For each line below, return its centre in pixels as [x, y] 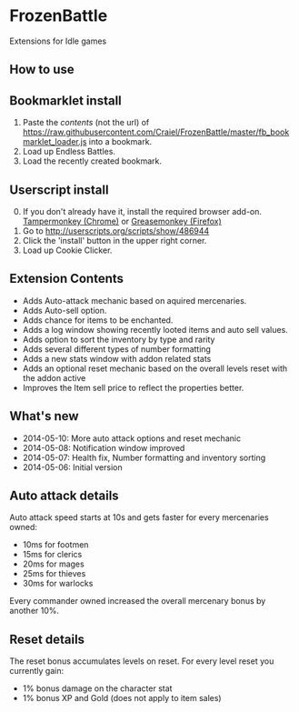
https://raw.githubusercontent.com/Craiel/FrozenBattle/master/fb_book [156, 132]
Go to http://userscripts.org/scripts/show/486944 [116, 231]
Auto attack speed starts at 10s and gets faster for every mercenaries [140, 517]
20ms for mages [53, 564]
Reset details [47, 639]
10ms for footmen [55, 545]
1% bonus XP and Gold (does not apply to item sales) [122, 698]
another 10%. [35, 611]
